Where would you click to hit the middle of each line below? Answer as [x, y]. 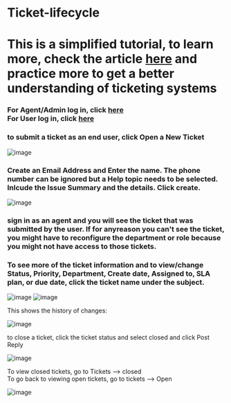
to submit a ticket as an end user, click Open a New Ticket [106, 138]
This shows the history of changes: [57, 311]
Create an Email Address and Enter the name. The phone [104, 170]
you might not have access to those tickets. [82, 246]
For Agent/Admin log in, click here [65, 110]
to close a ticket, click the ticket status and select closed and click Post [108, 337]
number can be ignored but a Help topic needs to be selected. [113, 179]
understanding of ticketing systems [112, 88]
